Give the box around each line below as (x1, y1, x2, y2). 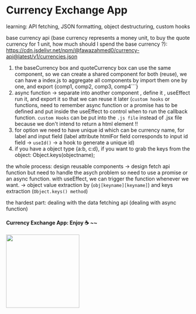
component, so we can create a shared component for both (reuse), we (14, 70, 187, 77)
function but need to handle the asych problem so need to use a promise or (6, 169, 188, 176)
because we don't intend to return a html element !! (14, 120, 139, 127)
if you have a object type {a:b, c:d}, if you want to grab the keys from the (14, 145, 190, 152)
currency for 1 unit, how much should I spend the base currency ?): (6, 40, 168, 47)
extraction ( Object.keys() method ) (6, 187, 88, 194)
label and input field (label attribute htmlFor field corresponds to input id (14, 132, 188, 139)
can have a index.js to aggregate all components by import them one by (14, 77, 188, 84)
